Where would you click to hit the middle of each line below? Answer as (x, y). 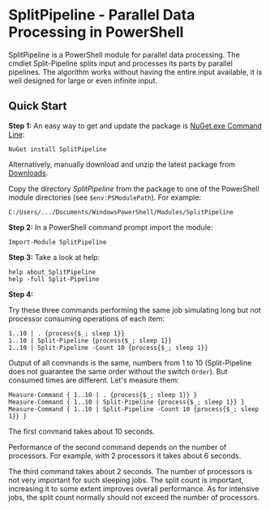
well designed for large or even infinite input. (83, 80)
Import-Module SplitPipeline (58, 242)
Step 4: (21, 294)
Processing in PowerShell (96, 32)
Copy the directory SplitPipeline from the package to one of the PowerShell (134, 188)
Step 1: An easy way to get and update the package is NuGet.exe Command (135, 125)
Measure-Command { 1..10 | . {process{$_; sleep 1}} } (103, 395)
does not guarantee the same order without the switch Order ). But (118, 371)
